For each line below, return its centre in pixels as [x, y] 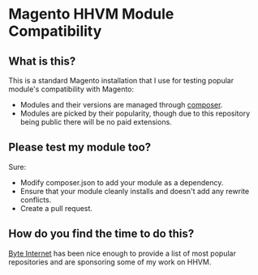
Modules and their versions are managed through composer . [121, 105]
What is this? [42, 61]
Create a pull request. [56, 208]
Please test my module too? [80, 148]
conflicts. [36, 200]
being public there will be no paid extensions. [96, 122]
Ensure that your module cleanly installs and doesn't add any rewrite [135, 191]
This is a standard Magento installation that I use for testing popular [121, 80]
